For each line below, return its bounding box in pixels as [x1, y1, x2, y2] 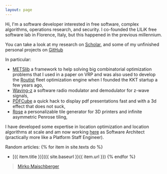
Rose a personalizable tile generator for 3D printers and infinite [12, 108, 142, 114]
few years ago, [12, 82, 43, 88]
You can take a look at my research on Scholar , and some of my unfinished [5, 41, 159, 47]
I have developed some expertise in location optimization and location [5, 123, 149, 129]
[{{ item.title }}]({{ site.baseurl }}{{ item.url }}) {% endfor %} [12, 153, 136, 159]
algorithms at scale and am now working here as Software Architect [5, 128, 145, 135]
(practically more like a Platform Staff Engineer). [5, 134, 104, 140]
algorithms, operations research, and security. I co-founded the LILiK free [5, 26, 157, 32]
